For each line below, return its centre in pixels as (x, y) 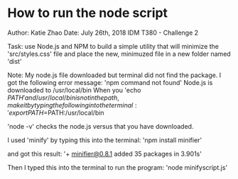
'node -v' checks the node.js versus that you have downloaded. (101, 126)
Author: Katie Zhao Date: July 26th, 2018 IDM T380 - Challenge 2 (103, 33)
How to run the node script (88, 13)
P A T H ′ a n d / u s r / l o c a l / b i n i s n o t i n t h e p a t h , (63, 98)
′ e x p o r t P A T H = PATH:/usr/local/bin (56, 112)
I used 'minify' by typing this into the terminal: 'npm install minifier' (105, 140)
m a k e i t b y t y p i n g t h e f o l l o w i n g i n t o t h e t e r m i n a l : (72, 105)
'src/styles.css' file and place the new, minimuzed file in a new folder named (119, 54)
